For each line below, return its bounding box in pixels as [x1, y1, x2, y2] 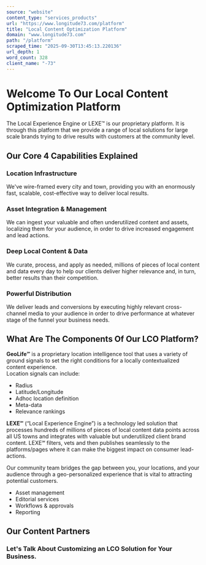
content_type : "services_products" [6, 15, 97, 21]
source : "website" [6, 9, 53, 15]
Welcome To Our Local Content [6, 86, 169, 100]
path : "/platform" [6, 37, 53, 44]
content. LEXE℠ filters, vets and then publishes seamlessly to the [6, 439, 170, 446]
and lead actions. [6, 232, 50, 239]
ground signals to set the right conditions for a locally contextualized [6, 357, 180, 364]
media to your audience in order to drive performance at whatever [28, 310, 195, 317]
